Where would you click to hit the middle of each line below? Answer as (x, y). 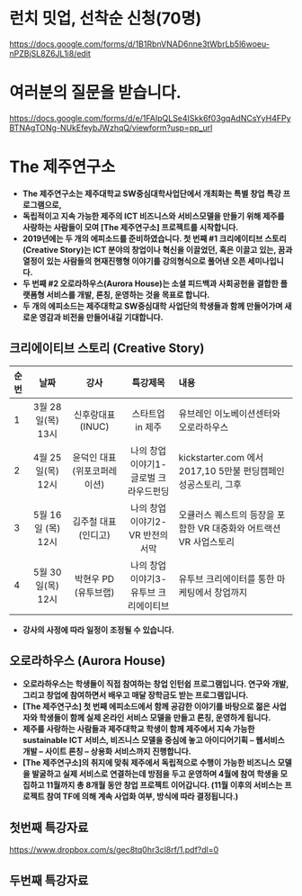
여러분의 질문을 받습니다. (95, 93)
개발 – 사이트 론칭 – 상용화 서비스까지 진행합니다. (107, 751)
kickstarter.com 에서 (221, 457)
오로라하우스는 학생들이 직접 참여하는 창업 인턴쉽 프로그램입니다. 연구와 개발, (155, 684)
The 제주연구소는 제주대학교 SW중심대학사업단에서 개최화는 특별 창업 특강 (151, 193)
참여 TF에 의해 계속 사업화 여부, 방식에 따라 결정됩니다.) (142, 796)
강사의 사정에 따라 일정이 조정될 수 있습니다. (98, 630)
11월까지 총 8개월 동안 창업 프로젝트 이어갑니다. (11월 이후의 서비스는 (164, 785)
